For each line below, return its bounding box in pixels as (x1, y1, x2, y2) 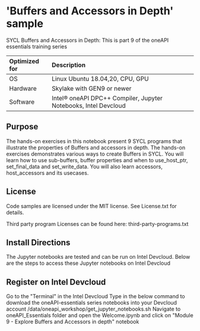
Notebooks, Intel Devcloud (51, 101, 126, 110)
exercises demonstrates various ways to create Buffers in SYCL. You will (6, 150, 184, 157)
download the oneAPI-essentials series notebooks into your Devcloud (6, 299, 177, 307)
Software (9, 97, 35, 106)
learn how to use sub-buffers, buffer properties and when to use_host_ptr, (6, 156, 188, 163)
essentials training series (6, 43, 67, 50)
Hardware (9, 84, 37, 92)
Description (51, 61, 86, 69)
